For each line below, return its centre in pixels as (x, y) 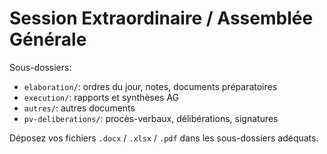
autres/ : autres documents (79, 108)
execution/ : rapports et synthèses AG (101, 97)
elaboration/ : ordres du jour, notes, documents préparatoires (150, 86)
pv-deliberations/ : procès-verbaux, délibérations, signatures (151, 118)
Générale (48, 39)
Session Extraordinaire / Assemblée (161, 18)
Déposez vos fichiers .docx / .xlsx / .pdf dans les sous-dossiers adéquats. (164, 138)
